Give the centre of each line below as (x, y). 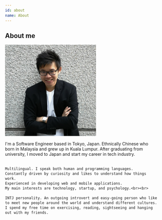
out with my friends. (27, 213)
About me (20, 36)
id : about (15, 10)
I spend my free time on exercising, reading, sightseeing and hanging (79, 208)
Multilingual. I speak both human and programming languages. (69, 169)
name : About (17, 15)
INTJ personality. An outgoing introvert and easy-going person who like (81, 198)
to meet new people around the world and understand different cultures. (81, 203)
